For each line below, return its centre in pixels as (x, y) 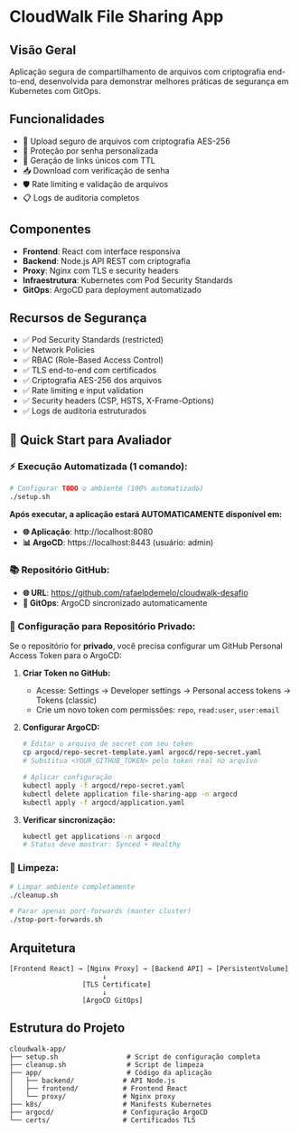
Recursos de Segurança (78, 318)
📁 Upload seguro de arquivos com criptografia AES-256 (126, 141)
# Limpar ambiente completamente (72, 887)
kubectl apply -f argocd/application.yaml (103, 802)
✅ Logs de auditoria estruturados (84, 411)
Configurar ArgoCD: (61, 727)
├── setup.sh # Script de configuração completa (135, 1057)
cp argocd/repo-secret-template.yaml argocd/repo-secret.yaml (142, 752)
